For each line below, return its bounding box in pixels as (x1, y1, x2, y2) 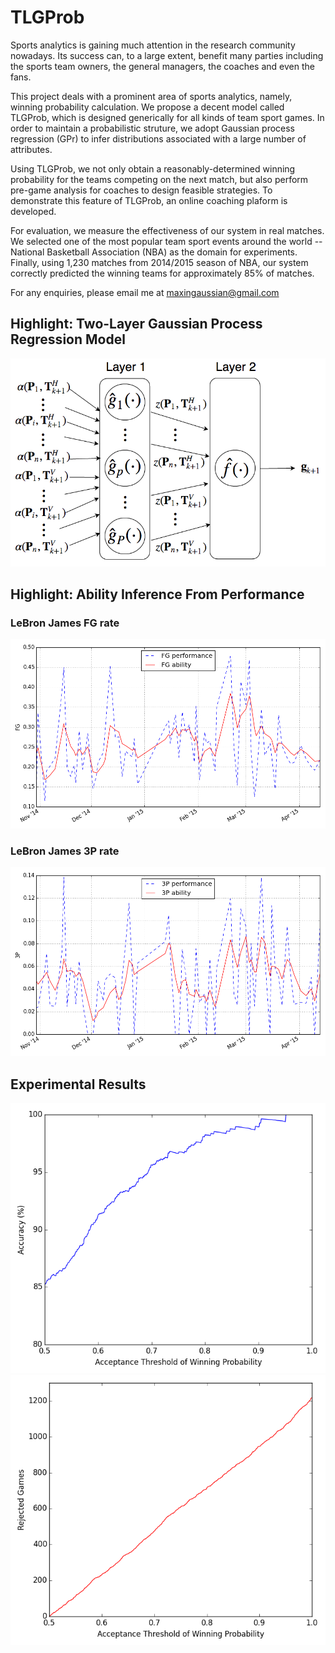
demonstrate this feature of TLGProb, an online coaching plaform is (10, 194, 288, 206)
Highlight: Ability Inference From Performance (10, 586, 305, 603)
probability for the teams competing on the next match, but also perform (10, 173, 309, 185)
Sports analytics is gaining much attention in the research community (10, 39, 296, 51)
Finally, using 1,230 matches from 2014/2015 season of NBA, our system (10, 256, 309, 268)
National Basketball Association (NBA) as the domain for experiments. (10, 246, 298, 258)
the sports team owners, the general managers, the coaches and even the (10, 60, 315, 72)
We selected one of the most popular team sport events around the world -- (10, 235, 323, 247)
